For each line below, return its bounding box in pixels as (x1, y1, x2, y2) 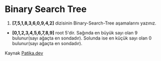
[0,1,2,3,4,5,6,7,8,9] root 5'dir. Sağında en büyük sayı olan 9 (12, 29, 138, 35)
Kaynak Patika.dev (5, 50, 43, 56)
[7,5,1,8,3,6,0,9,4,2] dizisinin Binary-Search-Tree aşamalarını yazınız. (12, 20, 157, 26)
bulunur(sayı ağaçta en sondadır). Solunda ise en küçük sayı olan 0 (12, 35, 152, 41)
